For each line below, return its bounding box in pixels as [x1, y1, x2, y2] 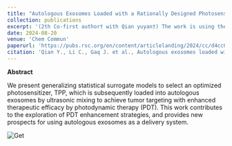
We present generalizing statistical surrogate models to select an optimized [7, 81, 222, 89]
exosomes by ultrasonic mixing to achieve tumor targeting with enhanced [7, 95, 216, 104]
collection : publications [7, 17, 81, 24]
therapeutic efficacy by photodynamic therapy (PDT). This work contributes [7, 103, 223, 111]
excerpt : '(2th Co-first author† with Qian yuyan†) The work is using [7, 23, 215, 30]
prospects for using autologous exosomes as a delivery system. [7, 118, 188, 126]
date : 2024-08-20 [7, 29, 57, 37]
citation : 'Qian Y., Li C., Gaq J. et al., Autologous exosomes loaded [7, 49, 217, 56]
